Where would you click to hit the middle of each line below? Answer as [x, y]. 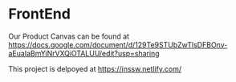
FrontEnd [39, 14]
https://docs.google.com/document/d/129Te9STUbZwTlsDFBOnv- [118, 44]
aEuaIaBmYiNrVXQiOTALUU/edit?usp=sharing [84, 53]
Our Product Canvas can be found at [69, 36]
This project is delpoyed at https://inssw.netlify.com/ [95, 68]
